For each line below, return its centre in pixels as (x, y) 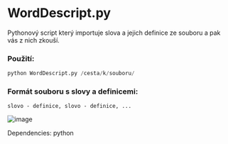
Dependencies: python (41, 133)
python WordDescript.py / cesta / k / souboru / (71, 73)
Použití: (21, 58)
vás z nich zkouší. (34, 40)
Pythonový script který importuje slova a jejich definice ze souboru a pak (114, 33)
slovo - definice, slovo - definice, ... (70, 106)
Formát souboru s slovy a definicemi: (73, 92)
